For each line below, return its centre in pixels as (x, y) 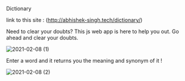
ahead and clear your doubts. (42, 38)
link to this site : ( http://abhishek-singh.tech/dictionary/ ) (74, 20)
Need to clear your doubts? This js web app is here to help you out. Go (93, 31)
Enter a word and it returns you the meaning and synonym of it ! (84, 61)
